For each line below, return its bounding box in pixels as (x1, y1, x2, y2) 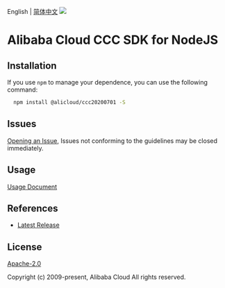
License (7, 241, 42, 253)
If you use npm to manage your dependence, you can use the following (7, 78, 208, 86)
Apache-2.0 (7, 260, 42, 268)
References (7, 202, 58, 214)
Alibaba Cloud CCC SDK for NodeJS (7, 32, 219, 48)
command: (7, 85, 38, 94)
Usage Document (7, 183, 58, 191)
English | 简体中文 (7, 8, 58, 15)
